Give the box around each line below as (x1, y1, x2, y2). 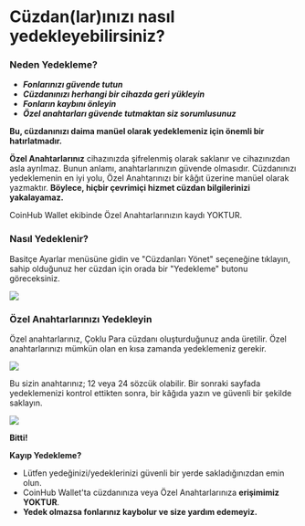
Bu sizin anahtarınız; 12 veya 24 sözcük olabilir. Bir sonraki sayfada (9, 378, 261, 389)
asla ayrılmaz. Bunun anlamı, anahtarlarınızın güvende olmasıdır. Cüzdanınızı (9, 163, 297, 174)
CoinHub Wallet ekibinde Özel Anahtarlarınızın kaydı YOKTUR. (9, 210, 243, 221)
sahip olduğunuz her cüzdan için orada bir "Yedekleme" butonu (9, 263, 248, 274)
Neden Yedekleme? (9, 58, 98, 71)
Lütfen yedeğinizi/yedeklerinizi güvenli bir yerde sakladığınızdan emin (22, 468, 285, 479)
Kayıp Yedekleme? (9, 450, 82, 461)
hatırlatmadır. (9, 135, 62, 147)
